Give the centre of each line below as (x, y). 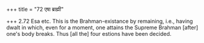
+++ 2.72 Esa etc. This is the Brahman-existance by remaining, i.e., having (100, 21)
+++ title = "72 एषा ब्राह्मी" (35, 9)
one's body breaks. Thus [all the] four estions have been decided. (89, 34)
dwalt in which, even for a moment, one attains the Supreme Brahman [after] (102, 27)
